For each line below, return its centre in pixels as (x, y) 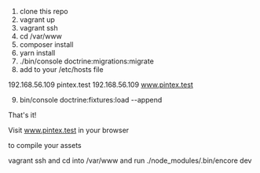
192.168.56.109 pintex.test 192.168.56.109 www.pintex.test (101, 85)
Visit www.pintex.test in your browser (69, 130)
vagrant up (37, 20)
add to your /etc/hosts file (61, 69)
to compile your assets (45, 145)
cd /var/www (41, 36)
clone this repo (44, 11)
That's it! (22, 115)
